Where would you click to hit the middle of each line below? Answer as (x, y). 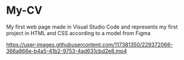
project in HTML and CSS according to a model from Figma (78, 33)
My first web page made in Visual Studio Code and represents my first (92, 27)
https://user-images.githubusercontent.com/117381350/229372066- (90, 45)
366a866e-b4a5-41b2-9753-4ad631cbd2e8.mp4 (66, 50)
